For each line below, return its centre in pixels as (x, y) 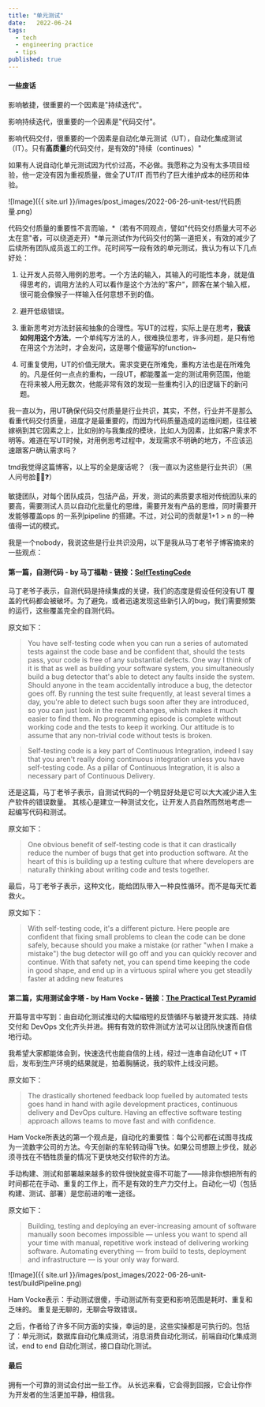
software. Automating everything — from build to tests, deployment (137, 1251)
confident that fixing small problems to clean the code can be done (136, 937)
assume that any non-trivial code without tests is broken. (120, 736)
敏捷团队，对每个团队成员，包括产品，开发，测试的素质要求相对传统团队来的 (132, 496)
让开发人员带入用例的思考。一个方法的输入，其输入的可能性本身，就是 (134, 275)
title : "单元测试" (36, 15)
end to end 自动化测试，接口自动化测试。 (89, 1346)
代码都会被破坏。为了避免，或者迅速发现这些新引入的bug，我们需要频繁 (139, 601)
